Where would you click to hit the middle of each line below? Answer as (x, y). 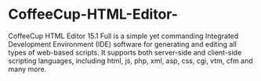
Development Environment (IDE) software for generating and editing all (122, 44)
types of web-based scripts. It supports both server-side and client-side (125, 52)
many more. (27, 69)
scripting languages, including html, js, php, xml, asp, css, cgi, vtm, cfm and (130, 61)
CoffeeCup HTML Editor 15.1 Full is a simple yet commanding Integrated (123, 36)
